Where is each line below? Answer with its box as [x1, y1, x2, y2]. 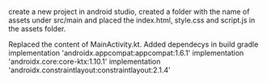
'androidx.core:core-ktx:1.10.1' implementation [8, 56, 161, 66]
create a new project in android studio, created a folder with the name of [8, 7, 250, 16]
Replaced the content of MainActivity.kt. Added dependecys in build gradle [8, 39, 259, 49]
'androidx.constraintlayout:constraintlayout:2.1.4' [8, 65, 172, 75]
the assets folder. [8, 24, 66, 33]
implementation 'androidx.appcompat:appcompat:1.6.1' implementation [8, 48, 244, 57]
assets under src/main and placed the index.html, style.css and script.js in [8, 15, 256, 25]
